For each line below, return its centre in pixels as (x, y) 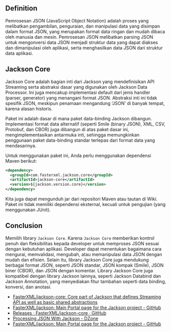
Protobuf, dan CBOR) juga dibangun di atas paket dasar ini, (67, 129)
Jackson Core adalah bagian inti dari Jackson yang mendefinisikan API (80, 82)
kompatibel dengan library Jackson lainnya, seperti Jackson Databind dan (83, 276)
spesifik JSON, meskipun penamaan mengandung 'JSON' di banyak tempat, (85, 103)
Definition (21, 8)
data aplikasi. (19, 53)
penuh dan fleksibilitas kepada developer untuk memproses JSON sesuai (82, 243)
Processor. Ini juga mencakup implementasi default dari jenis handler (78, 92)
